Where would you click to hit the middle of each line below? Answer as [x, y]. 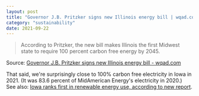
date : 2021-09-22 [28, 28]
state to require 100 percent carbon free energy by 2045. [90, 52]
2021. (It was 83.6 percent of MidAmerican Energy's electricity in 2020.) [94, 81]
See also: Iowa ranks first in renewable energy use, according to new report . [99, 87]
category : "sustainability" [41, 23]
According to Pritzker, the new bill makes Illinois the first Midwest [100, 45]
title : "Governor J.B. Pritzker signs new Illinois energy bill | [90, 17]
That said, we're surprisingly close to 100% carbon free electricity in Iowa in [99, 74]
